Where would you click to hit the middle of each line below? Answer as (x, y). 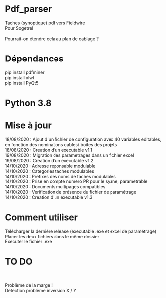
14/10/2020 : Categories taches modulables (50, 171)
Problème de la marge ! (29, 285)
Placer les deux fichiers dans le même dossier (52, 236)
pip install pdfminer (25, 72)
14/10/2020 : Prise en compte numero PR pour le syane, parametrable (76, 181)
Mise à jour (28, 126)
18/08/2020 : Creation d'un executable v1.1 (49, 150)
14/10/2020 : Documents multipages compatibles (55, 187)
